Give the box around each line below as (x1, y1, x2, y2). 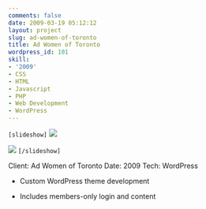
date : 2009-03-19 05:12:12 (8, 19, 97, 27)
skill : (8, 56, 30, 64)
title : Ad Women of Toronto (8, 41, 101, 49)
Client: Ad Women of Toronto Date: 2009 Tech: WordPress (8, 161, 199, 170)
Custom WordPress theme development (19, 177, 150, 185)
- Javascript (8, 84, 51, 93)
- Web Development (8, 99, 69, 107)
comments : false (8, 11, 62, 20)
